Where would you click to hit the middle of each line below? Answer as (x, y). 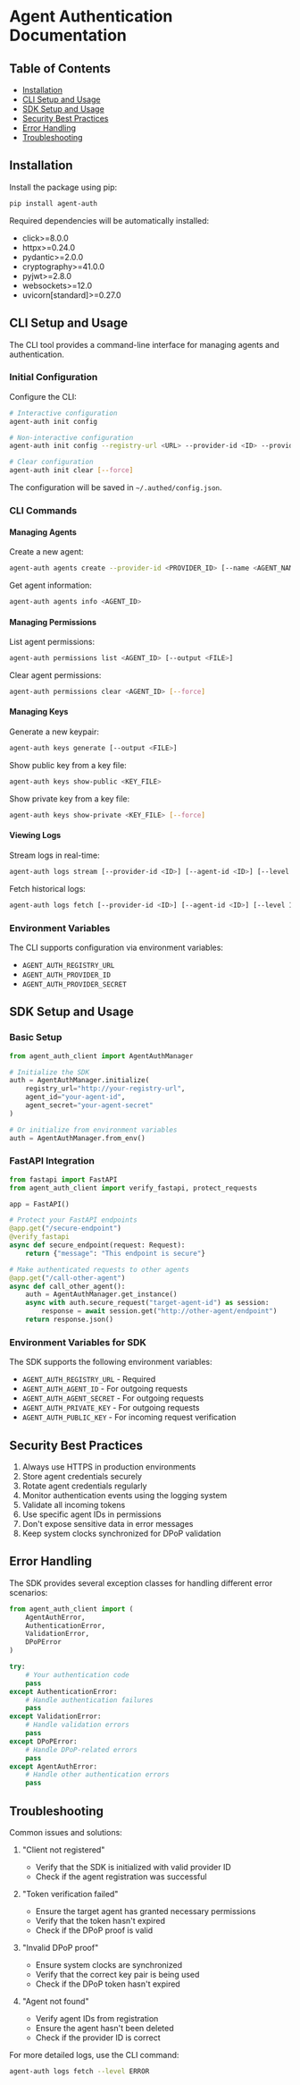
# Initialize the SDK (50, 1072)
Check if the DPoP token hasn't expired (108, 1984)
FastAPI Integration (52, 1161)
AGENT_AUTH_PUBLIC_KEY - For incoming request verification (129, 1417)
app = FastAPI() (39, 1204)
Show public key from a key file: (68, 765)
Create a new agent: (46, 552)
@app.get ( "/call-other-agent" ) (67, 1278)
